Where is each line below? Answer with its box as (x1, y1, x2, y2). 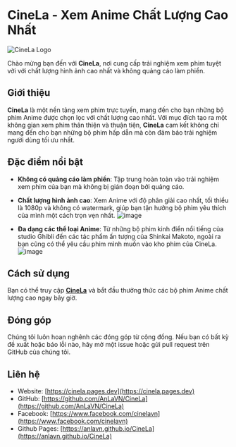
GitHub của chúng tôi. (7, 348, 71, 356)
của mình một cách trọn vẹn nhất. (17, 211, 116, 219)
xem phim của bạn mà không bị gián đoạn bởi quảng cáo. (17, 182, 185, 190)
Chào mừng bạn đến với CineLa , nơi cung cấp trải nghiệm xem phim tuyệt (7, 59, 222, 67)
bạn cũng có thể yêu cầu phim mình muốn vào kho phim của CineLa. (17, 240, 217, 248)
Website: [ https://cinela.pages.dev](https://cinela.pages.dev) (17, 387, 195, 395)
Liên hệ (7, 368, 40, 380)
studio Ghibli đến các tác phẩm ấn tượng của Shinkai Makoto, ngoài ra (17, 232, 221, 240)
